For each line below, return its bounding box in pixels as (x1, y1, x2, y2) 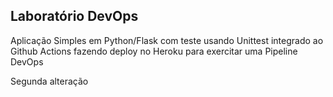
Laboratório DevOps (10, 8, 139, 25)
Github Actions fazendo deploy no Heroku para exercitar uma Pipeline (10, 45, 298, 57)
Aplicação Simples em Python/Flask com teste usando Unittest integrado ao (10, 34, 324, 46)
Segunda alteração (10, 75, 89, 87)
